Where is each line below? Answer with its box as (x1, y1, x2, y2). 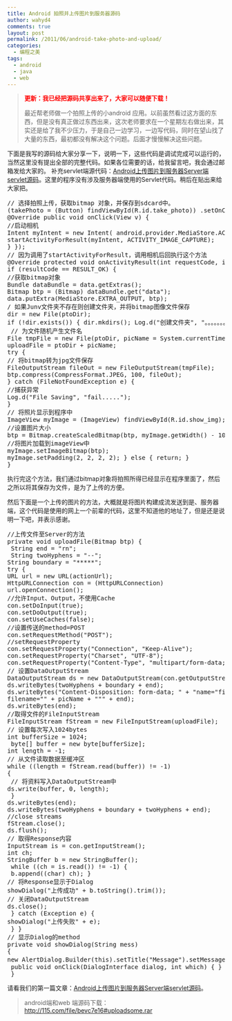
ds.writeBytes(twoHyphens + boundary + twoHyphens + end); (7, 806, 212, 813)
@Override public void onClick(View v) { (7, 214, 150, 221)
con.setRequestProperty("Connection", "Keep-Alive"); (7, 645, 193, 653)
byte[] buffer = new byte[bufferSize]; (10, 740, 146, 748)
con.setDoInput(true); (7, 602, 84, 609)
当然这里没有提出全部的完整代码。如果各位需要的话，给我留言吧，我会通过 (7, 158, 219, 167)
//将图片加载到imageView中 (7, 440, 90, 448)
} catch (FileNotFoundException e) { (7, 378, 135, 386)
